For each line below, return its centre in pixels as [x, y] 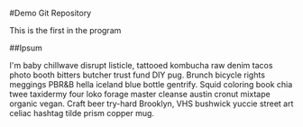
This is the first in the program [65, 30]
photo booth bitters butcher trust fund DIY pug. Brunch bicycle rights [138, 75]
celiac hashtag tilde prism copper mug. [82, 113]
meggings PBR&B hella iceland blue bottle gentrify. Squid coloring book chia [151, 84]
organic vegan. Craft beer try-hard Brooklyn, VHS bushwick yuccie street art [151, 104]
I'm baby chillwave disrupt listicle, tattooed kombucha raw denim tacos [141, 65]
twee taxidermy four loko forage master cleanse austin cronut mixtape [140, 94]
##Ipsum [26, 48]
